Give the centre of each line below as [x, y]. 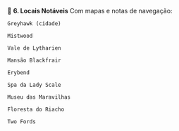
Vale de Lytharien [34, 48]
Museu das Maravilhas [39, 97]
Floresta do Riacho [36, 109]
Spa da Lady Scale [34, 85]
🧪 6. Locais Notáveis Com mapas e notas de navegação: [90, 11]
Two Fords [22, 122]
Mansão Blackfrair [34, 60]
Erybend [19, 73]
